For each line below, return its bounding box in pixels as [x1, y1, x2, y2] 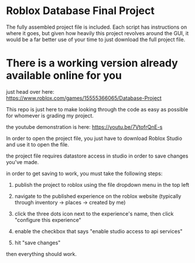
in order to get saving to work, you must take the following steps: [6, 170, 163, 177]
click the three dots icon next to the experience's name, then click [14, 210, 174, 217]
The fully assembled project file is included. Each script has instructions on [6, 23, 187, 30]
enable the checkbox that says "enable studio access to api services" [14, 227, 183, 235]
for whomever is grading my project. [6, 112, 94, 119]
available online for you [6, 69, 122, 83]
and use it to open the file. [6, 141, 69, 148]
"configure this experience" [14, 216, 81, 223]
